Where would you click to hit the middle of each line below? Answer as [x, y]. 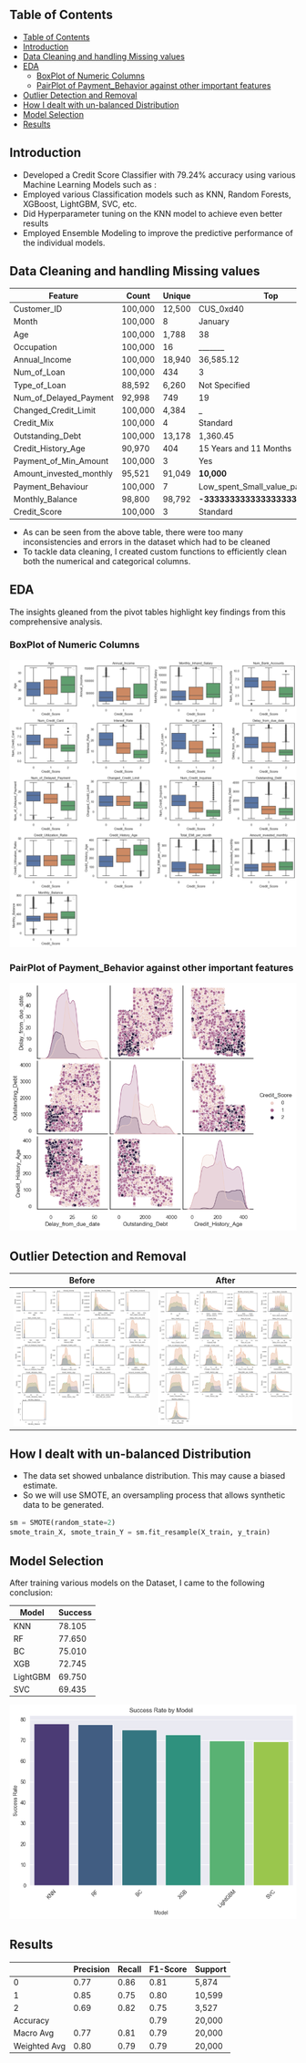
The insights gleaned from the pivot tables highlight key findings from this [148, 612]
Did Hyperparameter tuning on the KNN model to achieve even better [153, 213]
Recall [130, 1969]
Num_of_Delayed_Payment [63, 397]
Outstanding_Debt [47, 436]
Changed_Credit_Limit [55, 410]
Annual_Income [42, 360]
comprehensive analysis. [56, 621]
